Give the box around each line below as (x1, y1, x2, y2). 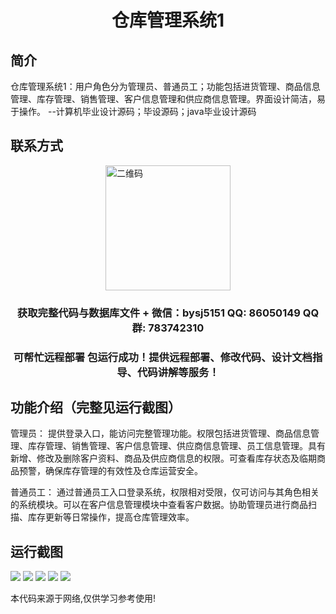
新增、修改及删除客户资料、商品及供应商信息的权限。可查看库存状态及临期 (10, 452, 317, 465)
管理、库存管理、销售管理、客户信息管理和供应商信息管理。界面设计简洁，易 (10, 93, 326, 105)
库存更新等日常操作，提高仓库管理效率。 (27, 511, 195, 523)
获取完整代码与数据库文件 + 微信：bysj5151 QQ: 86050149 (16, 306, 301, 320)
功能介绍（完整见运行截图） (10, 399, 182, 416)
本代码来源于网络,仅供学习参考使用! (10, 592, 157, 605)
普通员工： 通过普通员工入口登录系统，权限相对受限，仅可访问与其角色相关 (10, 486, 320, 498)
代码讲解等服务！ (136, 365, 220, 379)
